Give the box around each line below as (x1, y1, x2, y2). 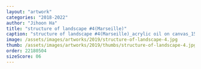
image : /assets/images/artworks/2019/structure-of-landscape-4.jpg (6, 37, 178, 43)
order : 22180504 (6, 48, 47, 54)
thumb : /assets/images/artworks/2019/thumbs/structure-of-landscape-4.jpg (6, 43, 197, 49)
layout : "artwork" (6, 8, 52, 15)
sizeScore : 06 (6, 53, 42, 59)
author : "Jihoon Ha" (6, 20, 58, 26)
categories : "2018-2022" (6, 14, 68, 20)
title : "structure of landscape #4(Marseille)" (6, 25, 127, 32)
